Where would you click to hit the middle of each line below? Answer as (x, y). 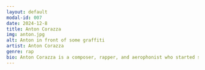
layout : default (27, 12)
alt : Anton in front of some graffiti (56, 40)
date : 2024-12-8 (27, 23)
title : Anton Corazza (34, 29)
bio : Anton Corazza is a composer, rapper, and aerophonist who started (101, 57)
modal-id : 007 (24, 18)
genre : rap (20, 52)
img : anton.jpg (26, 35)
